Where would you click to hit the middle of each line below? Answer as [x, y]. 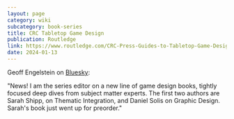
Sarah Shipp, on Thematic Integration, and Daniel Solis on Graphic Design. [114, 100]
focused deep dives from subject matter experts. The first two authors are [114, 93]
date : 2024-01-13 [32, 53]
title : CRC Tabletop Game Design [56, 33]
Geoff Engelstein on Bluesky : [49, 72]
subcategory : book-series [45, 26]
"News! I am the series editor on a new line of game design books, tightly [112, 86]
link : [15, 46]
